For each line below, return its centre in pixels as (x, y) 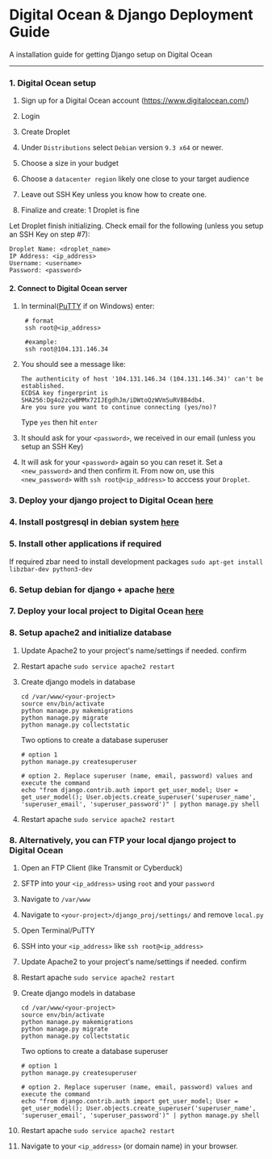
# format (40, 321)
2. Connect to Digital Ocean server (68, 288)
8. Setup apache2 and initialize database (90, 633)
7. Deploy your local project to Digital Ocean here (107, 611)
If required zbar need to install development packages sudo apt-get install (136, 561)
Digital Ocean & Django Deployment (131, 15)
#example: (41, 342)
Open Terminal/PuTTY (58, 930)
